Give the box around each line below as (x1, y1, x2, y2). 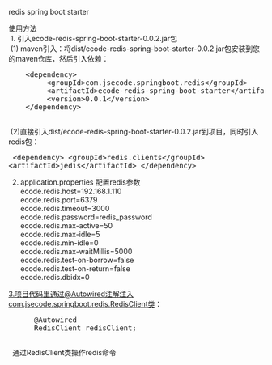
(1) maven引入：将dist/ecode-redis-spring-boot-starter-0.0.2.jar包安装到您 (10, 44, 261, 53)
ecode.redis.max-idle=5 (19, 230, 100, 239)
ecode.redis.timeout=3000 (19, 204, 110, 213)
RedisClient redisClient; (33, 324, 137, 333)
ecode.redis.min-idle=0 (19, 238, 99, 248)
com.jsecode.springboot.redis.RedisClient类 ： (8, 299, 163, 308)
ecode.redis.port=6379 (19, 195, 98, 205)
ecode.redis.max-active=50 (19, 221, 113, 230)
